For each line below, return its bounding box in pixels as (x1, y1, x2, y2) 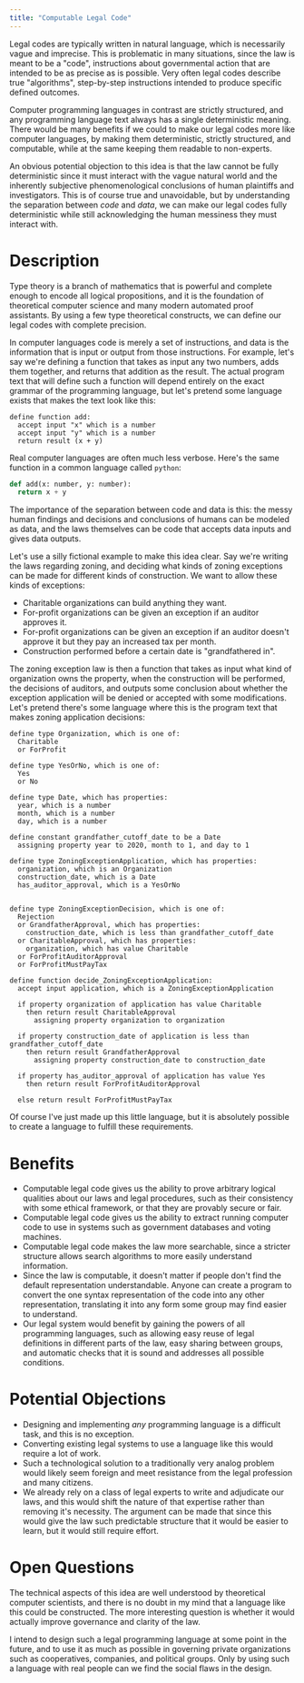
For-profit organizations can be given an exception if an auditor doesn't (22, 627, 289, 638)
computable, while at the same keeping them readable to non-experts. (9, 143, 272, 154)
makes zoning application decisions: (9, 711, 145, 723)
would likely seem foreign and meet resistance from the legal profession (22, 1467, 293, 1478)
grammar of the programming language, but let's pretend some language (9, 385, 283, 396)
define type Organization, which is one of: (9, 730, 181, 739)
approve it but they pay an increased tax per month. (22, 636, 217, 647)
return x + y (17, 488, 67, 497)
